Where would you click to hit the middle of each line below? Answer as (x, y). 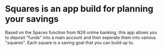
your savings (32, 19)
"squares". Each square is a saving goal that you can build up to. (70, 42)
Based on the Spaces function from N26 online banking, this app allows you (81, 32)
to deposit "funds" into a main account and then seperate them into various (81, 37)
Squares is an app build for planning (79, 9)
